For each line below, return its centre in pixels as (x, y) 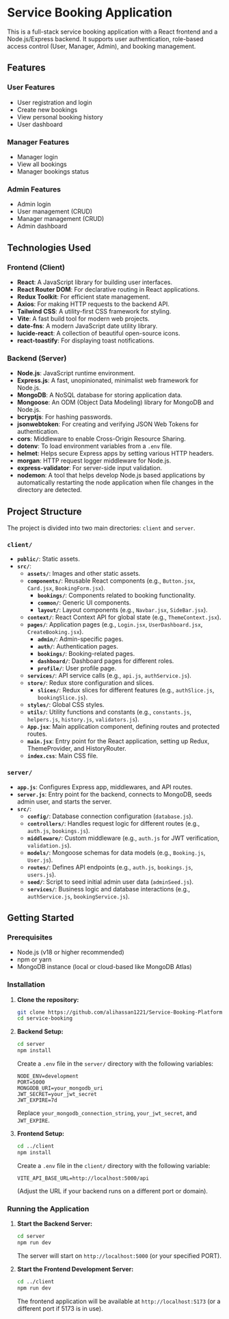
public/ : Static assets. (48, 559)
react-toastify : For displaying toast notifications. (86, 340)
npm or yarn (34, 959)
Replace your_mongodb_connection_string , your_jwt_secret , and (107, 1113)
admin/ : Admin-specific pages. (80, 639)
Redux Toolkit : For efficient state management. (83, 296)
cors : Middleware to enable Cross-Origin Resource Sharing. (101, 439)
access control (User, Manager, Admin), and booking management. (102, 46)
